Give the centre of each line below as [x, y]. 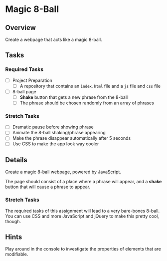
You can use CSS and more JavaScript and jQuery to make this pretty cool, [82, 216]
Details [16, 160]
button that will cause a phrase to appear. [48, 187]
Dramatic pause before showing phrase [53, 127]
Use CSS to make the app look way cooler [56, 144]
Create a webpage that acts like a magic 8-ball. [54, 39]
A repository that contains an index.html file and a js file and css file [90, 86]
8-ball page [24, 91]
